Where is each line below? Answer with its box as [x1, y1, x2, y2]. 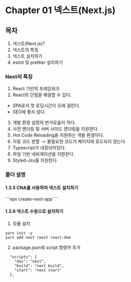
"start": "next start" [14, 267, 62, 272]
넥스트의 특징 [12, 47, 39, 53]
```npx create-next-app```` [5, 196, 58, 202]
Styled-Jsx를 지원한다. [12, 157, 58, 164]
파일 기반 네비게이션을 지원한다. [12, 151, 75, 157]
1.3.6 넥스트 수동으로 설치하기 [5, 208, 64, 215]
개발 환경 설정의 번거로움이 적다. [12, 119, 76, 126]
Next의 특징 [5, 73, 33, 80]
